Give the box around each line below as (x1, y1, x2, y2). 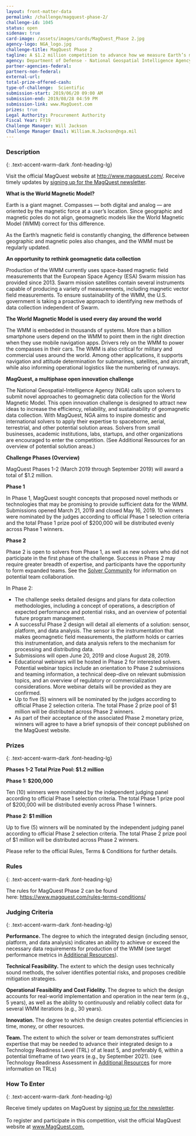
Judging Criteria (6, 908, 54, 916)
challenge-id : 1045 (6, 19, 54, 25)
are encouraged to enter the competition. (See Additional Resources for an (6, 437, 185, 444)
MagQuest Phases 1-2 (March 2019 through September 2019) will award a (6, 465, 184, 472)
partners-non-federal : (6, 69, 61, 74)
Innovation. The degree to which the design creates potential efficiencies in (6, 1016, 188, 1023)
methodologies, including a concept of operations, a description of (14, 602, 175, 610)
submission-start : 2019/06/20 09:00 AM (6, 90, 103, 96)
